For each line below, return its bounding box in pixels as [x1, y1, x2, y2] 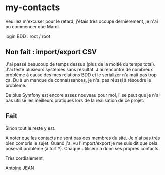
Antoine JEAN [5, 165, 34, 171]
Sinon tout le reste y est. [5, 125, 56, 131]
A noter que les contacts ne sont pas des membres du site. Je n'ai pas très [5, 135, 160, 141]
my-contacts [5, 2, 60, 13]
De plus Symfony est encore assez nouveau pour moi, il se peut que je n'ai [5, 92, 160, 98]
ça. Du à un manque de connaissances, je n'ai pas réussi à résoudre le [5, 77, 152, 83]
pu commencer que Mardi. [5, 23, 60, 29]
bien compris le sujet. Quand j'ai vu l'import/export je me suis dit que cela [5, 140, 158, 146]
